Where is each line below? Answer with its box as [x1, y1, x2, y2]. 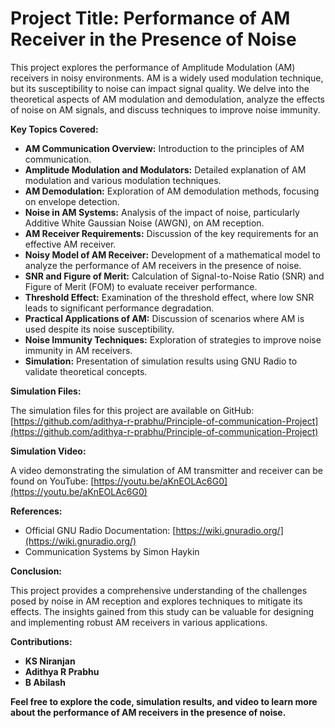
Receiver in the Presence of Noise [10, 28, 297, 51]
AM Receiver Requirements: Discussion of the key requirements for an [24, 227, 319, 239]
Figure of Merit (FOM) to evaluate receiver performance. [24, 280, 258, 292]
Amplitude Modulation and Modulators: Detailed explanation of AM [24, 163, 307, 176]
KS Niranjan [24, 655, 76, 667]
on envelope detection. [24, 195, 120, 207]
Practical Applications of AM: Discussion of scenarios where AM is [24, 312, 305, 324]
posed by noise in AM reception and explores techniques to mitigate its [10, 595, 303, 607]
